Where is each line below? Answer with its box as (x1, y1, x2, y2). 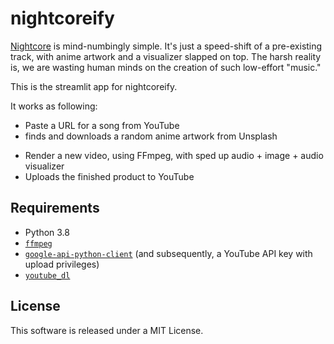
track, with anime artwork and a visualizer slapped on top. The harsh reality (10, 50, 322, 62)
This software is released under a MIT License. (10, 324, 204, 336)
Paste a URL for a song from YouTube (24, 119, 180, 131)
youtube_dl (24, 270, 71, 281)
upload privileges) (24, 258, 100, 270)
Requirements (10, 200, 100, 217)
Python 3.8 (24, 226, 70, 238)
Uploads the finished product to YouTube (24, 170, 195, 182)
